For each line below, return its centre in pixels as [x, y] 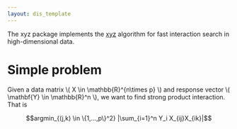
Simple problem [55, 69]
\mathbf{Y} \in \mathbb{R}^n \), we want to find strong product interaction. [116, 97]
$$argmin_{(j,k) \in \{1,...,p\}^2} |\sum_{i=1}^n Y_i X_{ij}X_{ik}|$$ [119, 118]
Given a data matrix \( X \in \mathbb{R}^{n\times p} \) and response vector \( [118, 90]
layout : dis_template [39, 14]
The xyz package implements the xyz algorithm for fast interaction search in [118, 34]
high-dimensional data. [41, 41]
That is [17, 104]
